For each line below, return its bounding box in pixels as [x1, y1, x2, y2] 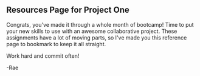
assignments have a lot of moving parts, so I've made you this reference [6, 33, 187, 41]
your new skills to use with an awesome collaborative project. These [6, 27, 178, 35]
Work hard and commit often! [6, 52, 80, 60]
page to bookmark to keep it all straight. [6, 40, 106, 47]
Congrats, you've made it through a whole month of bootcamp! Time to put [6, 21, 194, 28]
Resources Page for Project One [6, 5, 129, 15]
